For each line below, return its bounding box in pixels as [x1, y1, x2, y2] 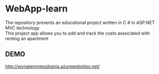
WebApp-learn [5, 3, 68, 14]
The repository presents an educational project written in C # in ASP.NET [5, 19, 155, 25]
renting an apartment [5, 35, 49, 41]
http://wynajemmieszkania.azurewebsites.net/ [5, 63, 100, 69]
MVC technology [5, 24, 40, 30]
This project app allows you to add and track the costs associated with [5, 30, 151, 36]
